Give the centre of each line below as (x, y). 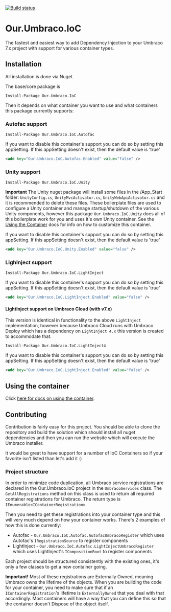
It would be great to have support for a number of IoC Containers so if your (84, 453)
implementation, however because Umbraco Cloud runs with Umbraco (79, 326)
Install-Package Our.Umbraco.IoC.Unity (48, 183)
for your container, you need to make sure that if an (59, 587)
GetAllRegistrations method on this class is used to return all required (80, 494)
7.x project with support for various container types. (60, 48)
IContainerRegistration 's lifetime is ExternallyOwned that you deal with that (85, 593)
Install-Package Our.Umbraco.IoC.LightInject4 (56, 346)
